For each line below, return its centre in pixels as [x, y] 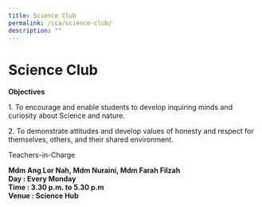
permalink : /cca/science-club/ [60, 23]
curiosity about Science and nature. [67, 115]
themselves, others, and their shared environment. [91, 139]
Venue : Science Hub [44, 196]
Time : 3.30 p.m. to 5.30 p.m [56, 187]
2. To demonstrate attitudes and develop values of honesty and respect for [131, 131]
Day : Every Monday [42, 179]
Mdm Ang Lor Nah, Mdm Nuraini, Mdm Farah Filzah [94, 170]
